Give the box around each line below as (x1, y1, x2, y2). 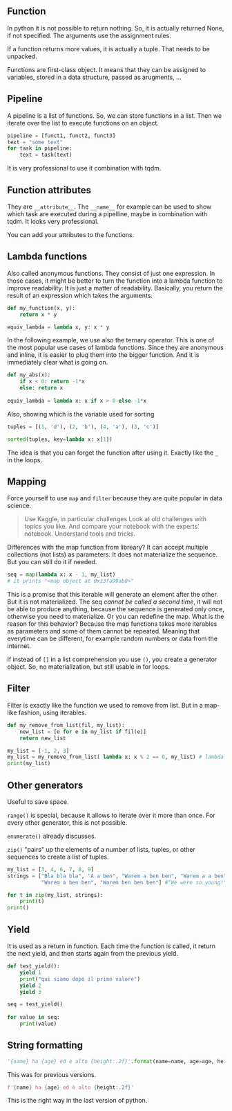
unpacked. (7, 52, 38, 60)
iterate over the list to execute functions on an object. (7, 119, 159, 127)
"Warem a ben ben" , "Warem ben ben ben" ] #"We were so (41, 879, 202, 886)
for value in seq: (7, 1014, 60, 1021)
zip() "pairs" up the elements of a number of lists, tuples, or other (7, 845, 195, 853)
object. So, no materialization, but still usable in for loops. (7, 663, 171, 671)
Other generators (7, 779, 84, 791)
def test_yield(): (7, 963, 60, 970)
